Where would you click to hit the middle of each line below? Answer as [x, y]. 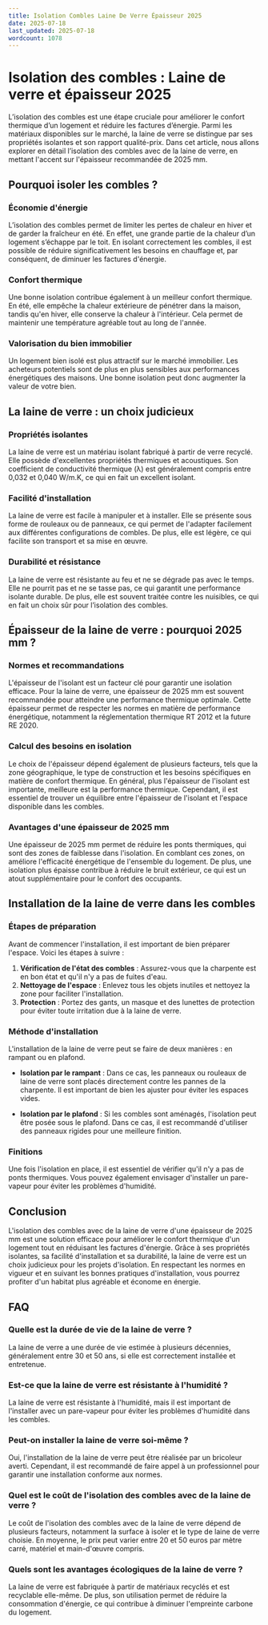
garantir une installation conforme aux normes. [85, 1474]
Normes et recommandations [66, 666]
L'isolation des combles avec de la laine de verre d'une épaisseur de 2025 [131, 1231]
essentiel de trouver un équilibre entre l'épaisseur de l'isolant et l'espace [128, 797]
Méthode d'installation [53, 1031]
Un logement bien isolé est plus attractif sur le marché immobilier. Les [123, 361]
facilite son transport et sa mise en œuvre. [78, 541]
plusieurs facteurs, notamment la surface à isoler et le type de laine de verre [134, 1531]
